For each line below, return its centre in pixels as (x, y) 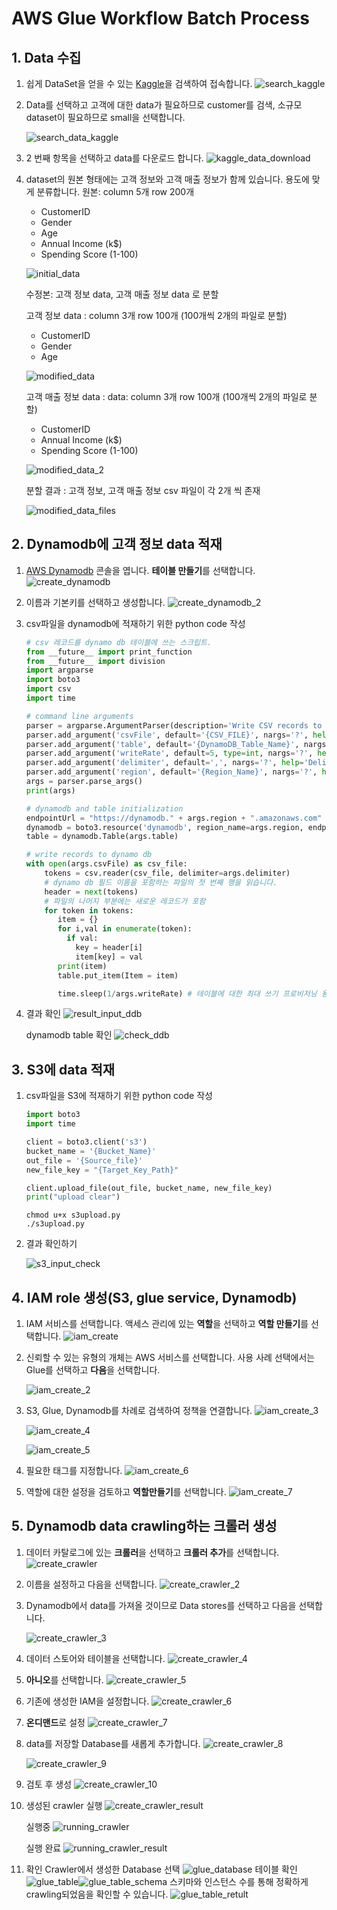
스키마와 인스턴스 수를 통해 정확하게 (239, 1881)
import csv (48, 689)
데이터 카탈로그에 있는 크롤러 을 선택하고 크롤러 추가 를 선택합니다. (152, 1552)
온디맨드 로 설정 (55, 1722)
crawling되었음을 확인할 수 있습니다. (97, 1894)
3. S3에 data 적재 (63, 1069)
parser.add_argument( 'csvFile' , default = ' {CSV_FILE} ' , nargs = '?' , (167, 735)
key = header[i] (109, 948)
